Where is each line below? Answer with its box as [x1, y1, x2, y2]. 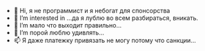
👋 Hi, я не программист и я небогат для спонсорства [13, 7, 170, 14]
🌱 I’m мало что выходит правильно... [13, 21, 122, 29]
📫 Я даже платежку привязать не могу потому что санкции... [13, 37, 197, 44]
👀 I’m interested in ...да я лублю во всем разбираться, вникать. [13, 14, 199, 22]
